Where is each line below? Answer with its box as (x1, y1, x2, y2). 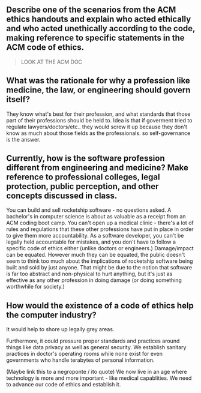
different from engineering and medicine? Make (6, 163, 189, 173)
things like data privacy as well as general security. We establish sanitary (6, 344, 187, 351)
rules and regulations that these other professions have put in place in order (6, 226, 194, 233)
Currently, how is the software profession (6, 153, 165, 164)
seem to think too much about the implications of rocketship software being (6, 257, 193, 265)
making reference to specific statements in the (6, 33, 185, 43)
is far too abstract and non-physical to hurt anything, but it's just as (6, 270, 173, 278)
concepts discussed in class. (6, 191, 118, 201)
